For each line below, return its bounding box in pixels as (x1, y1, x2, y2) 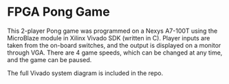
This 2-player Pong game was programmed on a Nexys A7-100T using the (7, 27, 218, 35)
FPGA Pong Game (7, 4, 110, 20)
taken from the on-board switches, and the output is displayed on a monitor (7, 41, 221, 49)
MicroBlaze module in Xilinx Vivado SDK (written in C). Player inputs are (7, 33, 210, 42)
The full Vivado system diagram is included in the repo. (7, 69, 164, 77)
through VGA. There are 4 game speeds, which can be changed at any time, (7, 48, 223, 57)
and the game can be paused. (7, 55, 92, 64)
